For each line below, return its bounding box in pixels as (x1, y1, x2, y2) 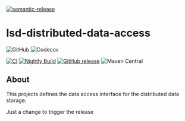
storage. (6, 97, 27, 104)
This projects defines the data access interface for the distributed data (6, 90, 180, 97)
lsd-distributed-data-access (6, 27, 150, 40)
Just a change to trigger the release (6, 108, 94, 115)
